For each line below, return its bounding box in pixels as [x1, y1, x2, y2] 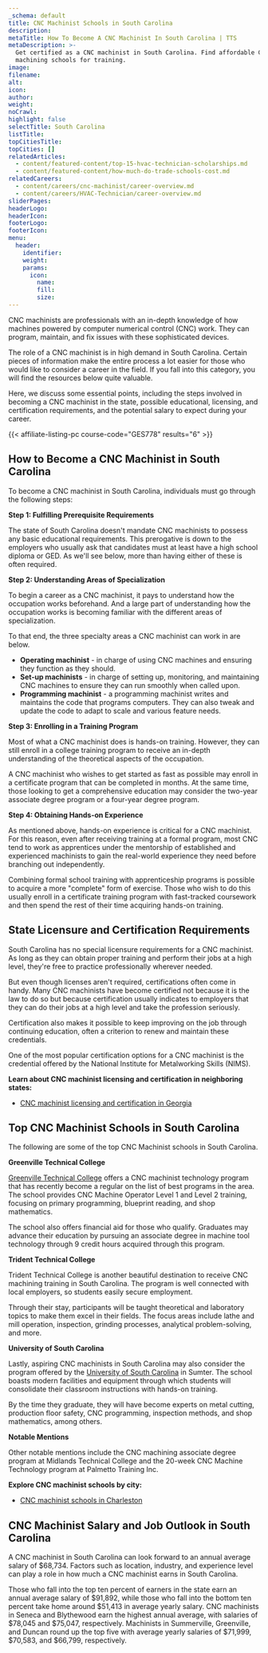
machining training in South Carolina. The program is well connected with [8, 1279, 250, 1289]
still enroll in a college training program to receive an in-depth [8, 745, 211, 754]
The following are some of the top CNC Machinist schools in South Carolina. [8, 1142, 258, 1152]
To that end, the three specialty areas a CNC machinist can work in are [8, 631, 241, 640]
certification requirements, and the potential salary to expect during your [8, 405, 247, 415]
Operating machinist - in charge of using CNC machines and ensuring [19, 655, 253, 664]
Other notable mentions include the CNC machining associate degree [8, 1448, 237, 1458]
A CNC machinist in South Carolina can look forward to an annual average [8, 1553, 251, 1562]
